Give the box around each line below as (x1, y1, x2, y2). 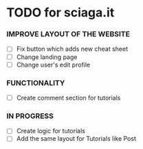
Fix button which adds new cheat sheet (16, 45, 129, 53)
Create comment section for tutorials (16, 93, 121, 102)
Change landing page (16, 53, 78, 61)
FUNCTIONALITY (6, 78, 65, 87)
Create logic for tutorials (16, 127, 85, 135)
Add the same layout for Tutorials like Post (16, 135, 137, 143)
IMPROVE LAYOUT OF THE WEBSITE (6, 30, 130, 39)
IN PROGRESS (6, 111, 54, 121)
